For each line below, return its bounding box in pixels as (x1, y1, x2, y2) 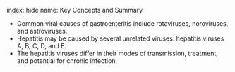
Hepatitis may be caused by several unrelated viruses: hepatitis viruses (16, 34, 224, 43)
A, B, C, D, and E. (16, 42, 67, 50)
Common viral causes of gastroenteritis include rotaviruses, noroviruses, (16, 20, 229, 27)
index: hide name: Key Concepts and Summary (6, 6, 143, 14)
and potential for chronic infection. (16, 57, 118, 65)
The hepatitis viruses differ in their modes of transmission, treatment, (16, 49, 218, 57)
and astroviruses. (16, 27, 68, 35)
